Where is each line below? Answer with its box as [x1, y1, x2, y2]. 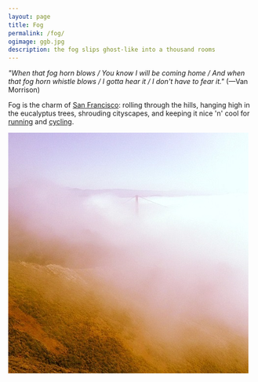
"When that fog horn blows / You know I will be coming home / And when [8, 68, 245, 78]
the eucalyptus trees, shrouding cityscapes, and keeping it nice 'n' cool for [8, 108, 250, 118]
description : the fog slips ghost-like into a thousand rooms [8, 46, 216, 54]
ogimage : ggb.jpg [8, 38, 65, 46]
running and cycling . [8, 117, 74, 127]
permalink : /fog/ [8, 29, 65, 37]
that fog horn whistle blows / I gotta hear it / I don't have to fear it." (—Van [8, 77, 249, 86]
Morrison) [8, 85, 41, 94]
